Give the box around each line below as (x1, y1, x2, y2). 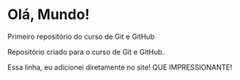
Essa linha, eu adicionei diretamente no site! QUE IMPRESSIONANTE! (7, 62, 233, 72)
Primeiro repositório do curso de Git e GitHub (7, 32, 155, 41)
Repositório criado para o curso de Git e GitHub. (7, 47, 165, 56)
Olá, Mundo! (7, 6, 90, 24)
